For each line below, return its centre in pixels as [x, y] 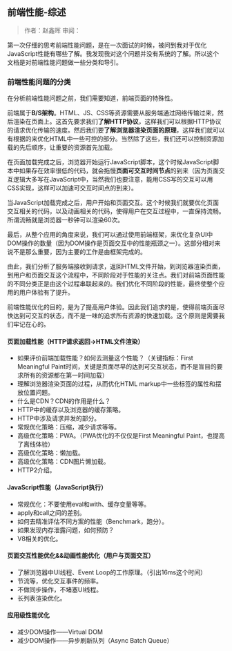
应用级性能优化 [28, 615]
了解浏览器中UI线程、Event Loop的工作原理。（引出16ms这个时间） [112, 572]
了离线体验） [35, 445]
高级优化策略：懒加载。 [50, 453]
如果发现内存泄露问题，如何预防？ [66, 529]
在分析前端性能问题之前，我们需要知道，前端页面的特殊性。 [92, 98]
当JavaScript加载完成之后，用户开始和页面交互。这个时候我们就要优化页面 [113, 203]
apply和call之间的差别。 [51, 512]
